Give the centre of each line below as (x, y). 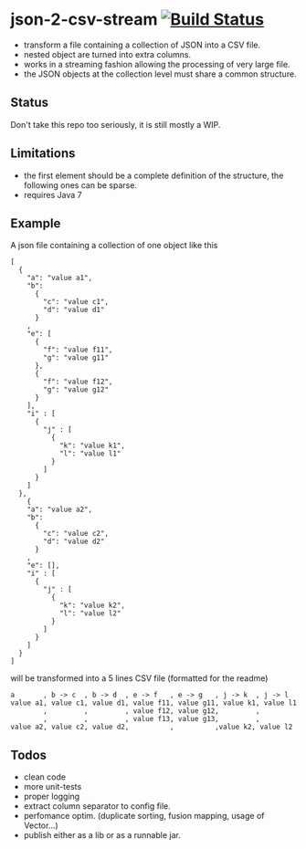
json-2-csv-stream (84, 20)
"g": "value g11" (76, 358)
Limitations (43, 154)
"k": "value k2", (92, 606)
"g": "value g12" (76, 390)
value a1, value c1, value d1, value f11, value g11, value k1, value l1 (154, 703)
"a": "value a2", (60, 510)
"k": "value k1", (92, 446)
